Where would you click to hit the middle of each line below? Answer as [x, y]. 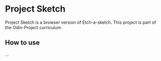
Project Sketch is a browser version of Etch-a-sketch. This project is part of [81, 22]
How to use [22, 43]
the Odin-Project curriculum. [34, 27]
